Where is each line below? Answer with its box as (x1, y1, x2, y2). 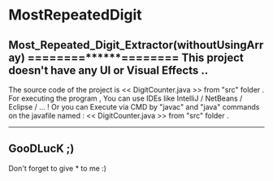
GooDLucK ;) (8, 142, 75, 156)
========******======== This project (27, 50, 244, 64)
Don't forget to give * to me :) (8, 163, 107, 173)
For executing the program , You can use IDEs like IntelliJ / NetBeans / (8, 93, 243, 103)
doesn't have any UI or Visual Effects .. (8, 63, 209, 77)
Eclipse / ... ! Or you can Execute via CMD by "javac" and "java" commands (8, 102, 260, 111)
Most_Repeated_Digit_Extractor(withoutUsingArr (8, 38, 264, 52)
